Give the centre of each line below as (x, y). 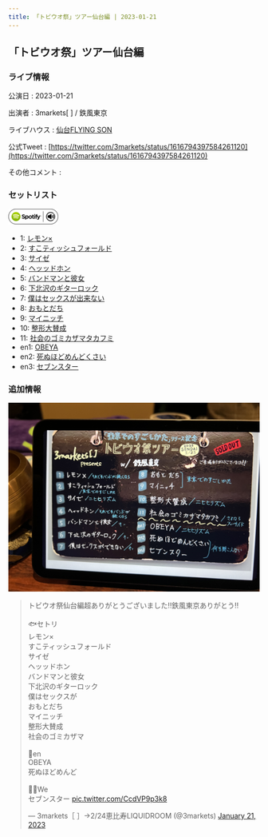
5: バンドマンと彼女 (52, 278)
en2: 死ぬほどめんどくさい (63, 357)
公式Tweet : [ (30, 147)
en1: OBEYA (39, 347)
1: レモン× (36, 238)
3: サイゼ (35, 258)
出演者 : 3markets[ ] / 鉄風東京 (58, 113)
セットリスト (33, 195)
